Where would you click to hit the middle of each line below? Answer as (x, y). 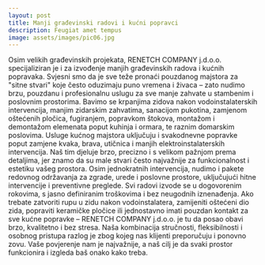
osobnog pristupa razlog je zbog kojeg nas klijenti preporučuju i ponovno (127, 236)
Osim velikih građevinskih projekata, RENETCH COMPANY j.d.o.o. (115, 60)
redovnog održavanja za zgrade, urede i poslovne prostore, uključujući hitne (132, 177)
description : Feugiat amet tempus (65, 30)
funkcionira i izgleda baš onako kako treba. (78, 252)
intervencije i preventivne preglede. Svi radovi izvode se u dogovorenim (125, 185)
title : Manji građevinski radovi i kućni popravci (93, 23)
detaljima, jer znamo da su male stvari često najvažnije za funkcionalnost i (129, 160)
